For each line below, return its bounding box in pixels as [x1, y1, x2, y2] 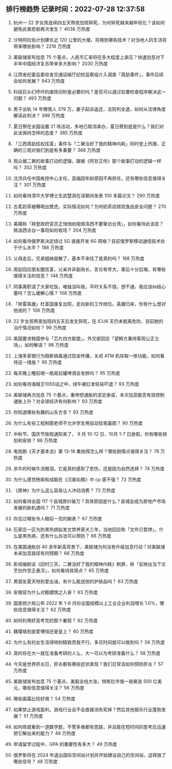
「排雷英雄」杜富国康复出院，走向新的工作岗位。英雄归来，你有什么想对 [13, 300, 166, 307]
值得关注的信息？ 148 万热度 [13, 272, 73, 278]
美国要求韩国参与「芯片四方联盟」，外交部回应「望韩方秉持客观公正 [13, 335, 155, 341]
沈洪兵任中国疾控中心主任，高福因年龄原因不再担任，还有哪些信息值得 [13, 175, 162, 181]
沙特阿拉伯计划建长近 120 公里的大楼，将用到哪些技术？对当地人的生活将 [13, 36, 167, 43]
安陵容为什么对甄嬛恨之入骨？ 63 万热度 [13, 589, 98, 595]
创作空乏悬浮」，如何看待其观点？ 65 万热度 [17, 567, 109, 573]
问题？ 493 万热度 [13, 95, 52, 101]
